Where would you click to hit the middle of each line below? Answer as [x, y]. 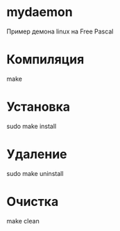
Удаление [37, 154]
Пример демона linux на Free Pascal [60, 31]
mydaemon [40, 12]
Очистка [33, 201]
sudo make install [32, 126]
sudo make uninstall [35, 173]
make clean [23, 221]
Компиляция [45, 59]
